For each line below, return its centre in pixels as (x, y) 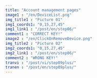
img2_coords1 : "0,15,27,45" (35, 48)
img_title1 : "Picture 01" (34, 19)
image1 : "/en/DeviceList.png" (39, 15)
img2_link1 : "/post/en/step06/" (41, 53)
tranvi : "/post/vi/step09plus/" (41, 63)
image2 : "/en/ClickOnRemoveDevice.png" (49, 39)
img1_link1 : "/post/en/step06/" (41, 29)
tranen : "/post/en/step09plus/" (41, 67)
